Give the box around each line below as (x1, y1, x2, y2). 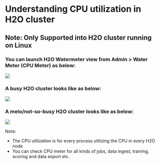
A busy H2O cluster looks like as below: (5, 85, 102, 92)
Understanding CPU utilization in (5, 3, 141, 15)
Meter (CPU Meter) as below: (5, 62, 76, 69)
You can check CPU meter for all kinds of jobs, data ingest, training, (12, 148, 150, 154)
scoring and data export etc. (12, 154, 70, 160)
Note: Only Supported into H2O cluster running (5, 33, 152, 42)
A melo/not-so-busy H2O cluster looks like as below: (5, 108, 134, 115)
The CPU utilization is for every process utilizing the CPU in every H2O (12, 138, 156, 144)
